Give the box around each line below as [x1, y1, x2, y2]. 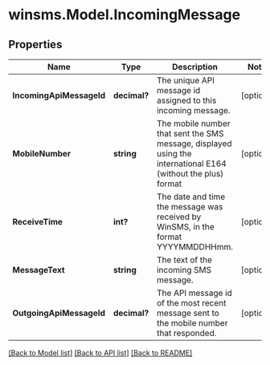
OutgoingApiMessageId [12, 307, 106, 318]
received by [156, 211, 202, 222]
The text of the [156, 254, 213, 266]
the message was [156, 201, 223, 212]
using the [156, 148, 192, 159]
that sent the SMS [156, 128, 224, 139]
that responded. [156, 327, 217, 339]
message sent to [156, 307, 219, 318]
